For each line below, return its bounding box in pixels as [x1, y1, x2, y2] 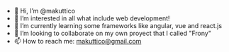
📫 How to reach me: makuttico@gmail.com [13, 37, 142, 45]
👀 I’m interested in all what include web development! [13, 14, 170, 22]
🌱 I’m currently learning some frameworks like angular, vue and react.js [13, 22, 222, 30]
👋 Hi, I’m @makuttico [13, 7, 76, 15]
